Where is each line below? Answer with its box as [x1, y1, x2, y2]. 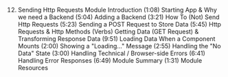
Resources [17, 64, 49, 72]
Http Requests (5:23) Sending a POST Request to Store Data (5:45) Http [17, 20, 222, 28]
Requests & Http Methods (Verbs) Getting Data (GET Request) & [17, 27, 199, 35]
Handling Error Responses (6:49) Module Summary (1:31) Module [17, 57, 203, 64]
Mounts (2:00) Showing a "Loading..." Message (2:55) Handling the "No [17, 42, 222, 50]
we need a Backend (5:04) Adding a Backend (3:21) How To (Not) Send [17, 13, 220, 21]
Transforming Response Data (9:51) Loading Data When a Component [17, 35, 216, 43]
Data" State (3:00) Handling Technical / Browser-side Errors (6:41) [17, 49, 205, 57]
